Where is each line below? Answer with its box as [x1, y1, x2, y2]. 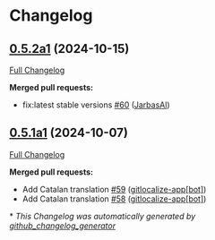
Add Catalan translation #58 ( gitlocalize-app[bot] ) [21, 193, 207, 204]
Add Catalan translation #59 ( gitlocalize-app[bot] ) [21, 184, 207, 194]
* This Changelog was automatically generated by [9, 210, 196, 221]
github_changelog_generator [9, 220, 116, 231]
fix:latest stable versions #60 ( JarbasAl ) [21, 99, 170, 110]
